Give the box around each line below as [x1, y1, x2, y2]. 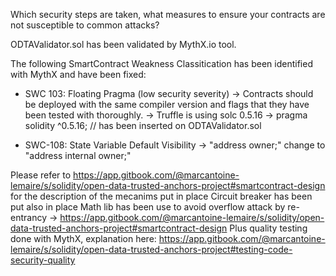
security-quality [10, 254, 76, 266]
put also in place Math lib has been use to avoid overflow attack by [10, 201, 286, 213]
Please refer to [10, 169, 72, 181]
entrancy [10, 212, 48, 223]
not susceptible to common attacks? [10, 19, 160, 31]
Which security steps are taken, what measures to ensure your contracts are [10, 9, 326, 20]
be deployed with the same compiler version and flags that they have [24, 99, 310, 110]
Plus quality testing [229, 222, 308, 234]
